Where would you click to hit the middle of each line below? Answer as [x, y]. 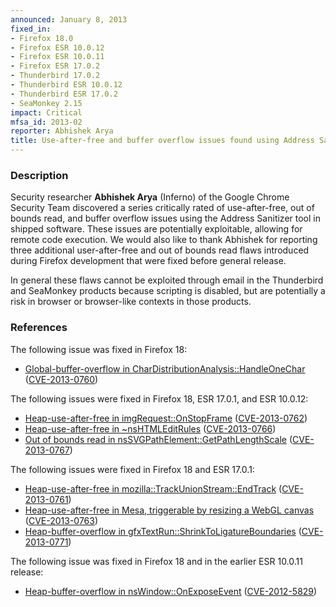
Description [39, 175]
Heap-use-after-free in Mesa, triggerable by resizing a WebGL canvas [169, 510]
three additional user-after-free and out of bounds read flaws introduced [160, 250]
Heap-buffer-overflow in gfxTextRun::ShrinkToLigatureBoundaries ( [163, 531]
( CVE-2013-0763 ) [61, 520]
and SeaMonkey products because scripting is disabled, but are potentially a [168, 291]
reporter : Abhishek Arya [62, 131]
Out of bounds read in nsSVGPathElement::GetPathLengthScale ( [158, 439]
